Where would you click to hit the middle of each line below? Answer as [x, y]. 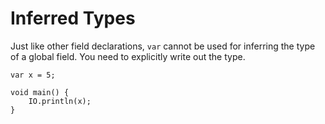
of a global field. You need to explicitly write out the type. [128, 56]
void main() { [40, 92]
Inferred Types [73, 18]
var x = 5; [33, 75]
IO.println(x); [60, 101]
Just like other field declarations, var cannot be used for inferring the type [163, 46]
